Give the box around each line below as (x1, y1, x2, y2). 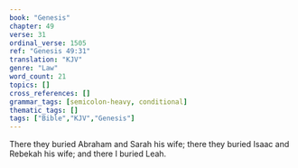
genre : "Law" (9, 64, 59, 73)
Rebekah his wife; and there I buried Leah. (9, 148, 167, 159)
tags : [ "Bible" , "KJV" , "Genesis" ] (9, 114, 135, 123)
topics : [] (9, 80, 51, 89)
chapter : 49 (9, 22, 54, 31)
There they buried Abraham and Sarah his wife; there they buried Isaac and (9, 139, 290, 150)
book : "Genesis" (9, 13, 70, 23)
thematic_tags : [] (9, 106, 79, 115)
